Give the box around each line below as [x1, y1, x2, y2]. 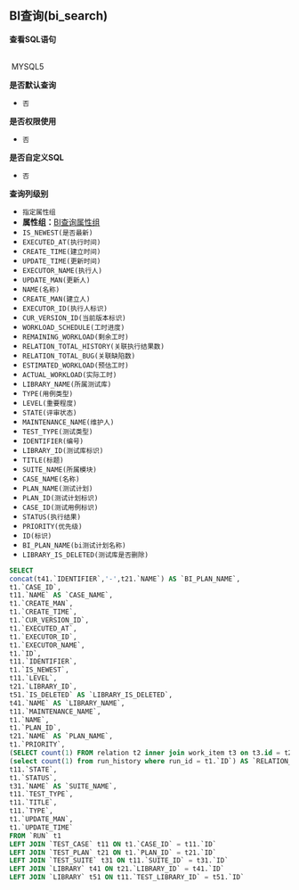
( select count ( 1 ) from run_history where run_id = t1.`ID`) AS [9, 756, 249, 765]
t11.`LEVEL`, [9, 674, 58, 683]
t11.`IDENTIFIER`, [9, 657, 77, 666]
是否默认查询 [9, 79, 56, 90]
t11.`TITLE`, [9, 798, 58, 807]
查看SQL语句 [9, 34, 56, 45]
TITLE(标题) [21, 456, 64, 465]
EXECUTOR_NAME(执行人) [21, 266, 102, 275]
